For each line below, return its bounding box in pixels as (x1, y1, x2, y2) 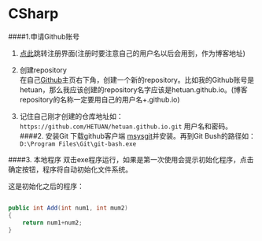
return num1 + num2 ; (22, 218, 83, 227)
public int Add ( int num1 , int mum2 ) (8, 204, 128, 212)
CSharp (8, 5, 59, 23)
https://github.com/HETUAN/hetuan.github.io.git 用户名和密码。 (19, 121, 233, 131)
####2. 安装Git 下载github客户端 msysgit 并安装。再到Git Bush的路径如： (19, 131, 256, 140)
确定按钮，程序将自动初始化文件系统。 (8, 165, 132, 174)
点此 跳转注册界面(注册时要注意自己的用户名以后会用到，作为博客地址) (19, 48, 246, 57)
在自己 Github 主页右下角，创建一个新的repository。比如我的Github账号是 (19, 75, 255, 84)
